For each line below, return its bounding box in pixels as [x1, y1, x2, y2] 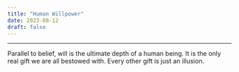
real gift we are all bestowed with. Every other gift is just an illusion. [7, 57, 205, 66]
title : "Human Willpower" [7, 10, 84, 18]
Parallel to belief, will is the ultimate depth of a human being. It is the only [7, 49, 222, 58]
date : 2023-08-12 [7, 17, 59, 24]
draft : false [7, 23, 46, 30]
